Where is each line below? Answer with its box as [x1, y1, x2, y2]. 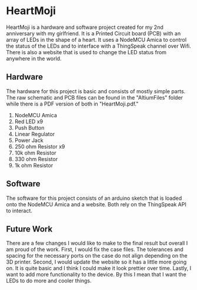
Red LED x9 [14, 118, 43, 125]
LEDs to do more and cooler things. [6, 277, 92, 284]
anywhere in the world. [6, 55, 62, 62]
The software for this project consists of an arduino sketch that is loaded [6, 195, 182, 202]
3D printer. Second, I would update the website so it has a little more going [6, 258, 187, 266]
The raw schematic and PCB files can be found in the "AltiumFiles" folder [6, 94, 183, 101]
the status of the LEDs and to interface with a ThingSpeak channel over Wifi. [6, 42, 191, 50]
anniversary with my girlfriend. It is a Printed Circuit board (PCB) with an [6, 29, 181, 37]
